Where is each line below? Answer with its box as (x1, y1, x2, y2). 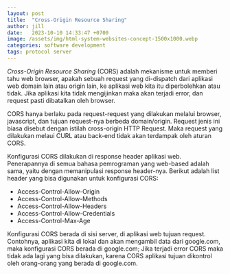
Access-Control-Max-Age (16, 216, 91, 225)
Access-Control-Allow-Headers (16, 202, 107, 210)
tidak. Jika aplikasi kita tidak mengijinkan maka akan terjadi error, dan (7, 89, 204, 97)
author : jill (7, 23, 45, 30)
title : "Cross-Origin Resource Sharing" (7, 16, 128, 23)
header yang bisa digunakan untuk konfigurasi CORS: (7, 174, 159, 182)
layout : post (7, 10, 45, 17)
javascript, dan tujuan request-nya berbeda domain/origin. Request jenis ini (7, 117, 220, 125)
